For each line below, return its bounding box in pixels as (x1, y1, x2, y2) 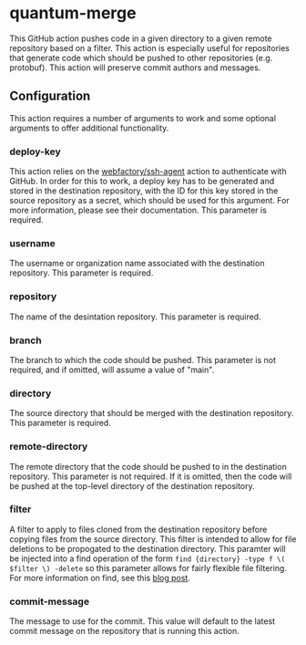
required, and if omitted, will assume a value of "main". (9, 364, 215, 375)
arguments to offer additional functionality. (9, 122, 169, 133)
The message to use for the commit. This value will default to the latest (9, 616, 276, 627)
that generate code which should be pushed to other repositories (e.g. (9, 52, 273, 63)
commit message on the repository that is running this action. (9, 626, 240, 637)
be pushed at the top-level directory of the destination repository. (9, 480, 255, 491)
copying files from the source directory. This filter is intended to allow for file (9, 533, 297, 545)
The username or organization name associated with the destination (9, 258, 265, 269)
